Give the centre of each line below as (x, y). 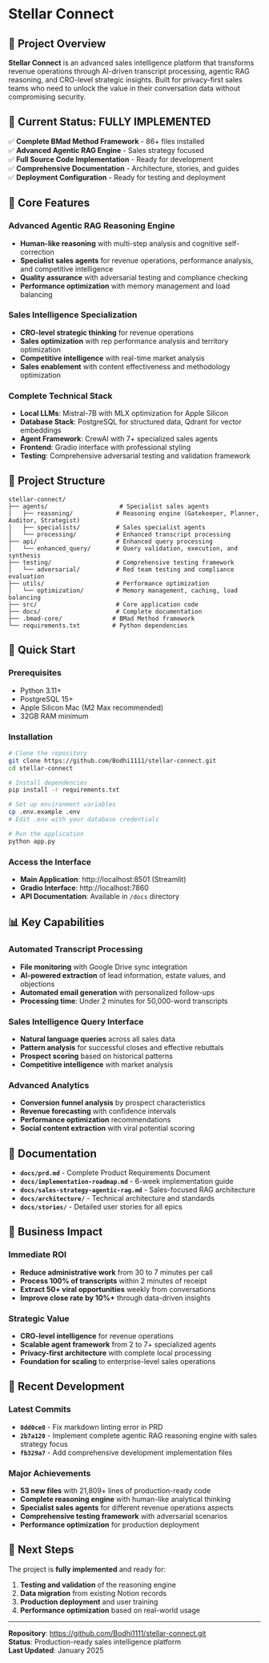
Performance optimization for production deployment (110, 1524)
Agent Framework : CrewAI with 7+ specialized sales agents (119, 439)
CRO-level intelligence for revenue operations (96, 1336)
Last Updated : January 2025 (56, 1650)
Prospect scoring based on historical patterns (96, 1056)
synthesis (25, 555)
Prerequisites (35, 673)
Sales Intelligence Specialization (73, 315)
